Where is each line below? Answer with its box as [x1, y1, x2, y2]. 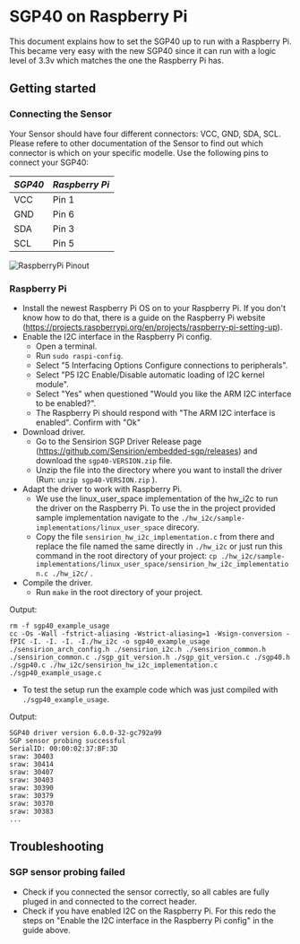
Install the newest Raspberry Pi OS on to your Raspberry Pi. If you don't [21, 302, 287, 313]
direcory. [166, 522, 200, 533]
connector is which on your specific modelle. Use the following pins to [9, 147, 269, 158]
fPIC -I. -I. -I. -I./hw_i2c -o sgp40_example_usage [9, 637, 210, 646]
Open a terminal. [35, 341, 98, 351]
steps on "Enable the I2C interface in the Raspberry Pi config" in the [21, 914, 274, 925]
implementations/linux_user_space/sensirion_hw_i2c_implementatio [35, 559, 289, 568]
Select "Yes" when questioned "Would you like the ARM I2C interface [35, 388, 292, 399]
